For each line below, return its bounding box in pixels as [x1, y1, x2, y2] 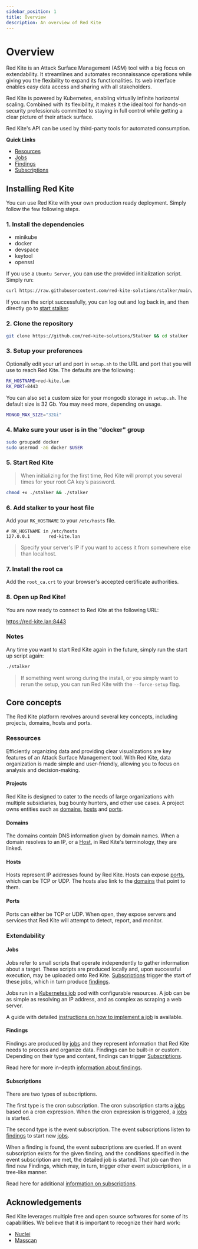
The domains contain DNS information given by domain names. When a [6, 832, 180, 839]
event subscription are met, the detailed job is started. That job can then [6, 1156, 181, 1163]
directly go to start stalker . [6, 305, 70, 312]
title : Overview [6, 14, 46, 20]
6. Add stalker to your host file [6, 504, 94, 512]
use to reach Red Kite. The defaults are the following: [6, 366, 136, 373]
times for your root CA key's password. [20, 478, 116, 485]
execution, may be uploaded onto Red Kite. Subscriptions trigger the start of [6, 971, 192, 979]
